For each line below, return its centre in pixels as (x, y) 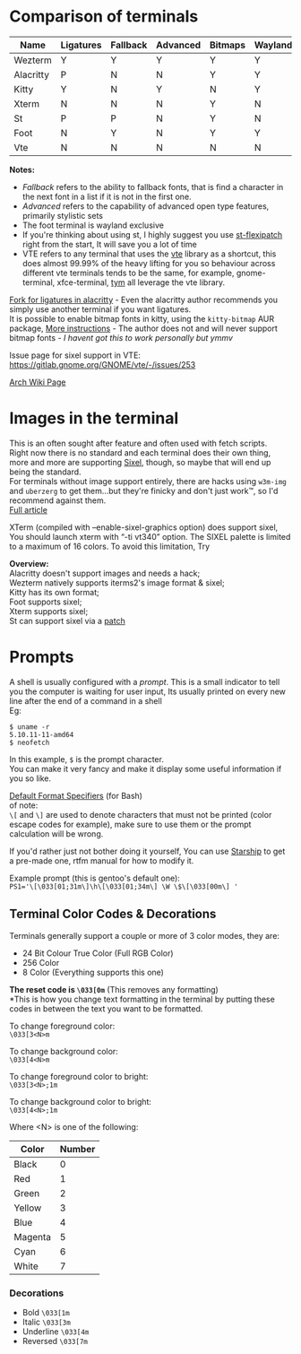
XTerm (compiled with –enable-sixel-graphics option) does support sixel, (144, 527)
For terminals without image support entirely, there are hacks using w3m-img (148, 481)
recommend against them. (58, 500)
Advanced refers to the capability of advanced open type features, (146, 206)
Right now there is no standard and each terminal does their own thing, (140, 452)
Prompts (42, 657)
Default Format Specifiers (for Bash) (76, 795)
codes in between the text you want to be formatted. (106, 1008)
